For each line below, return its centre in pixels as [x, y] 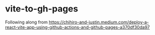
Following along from [26, 22]
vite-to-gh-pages [42, 9]
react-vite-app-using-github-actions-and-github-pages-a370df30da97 [77, 27]
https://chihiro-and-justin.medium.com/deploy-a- [99, 22]
